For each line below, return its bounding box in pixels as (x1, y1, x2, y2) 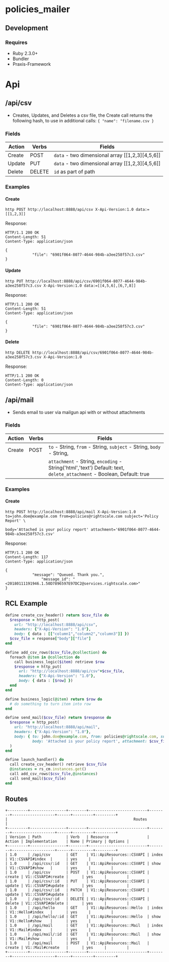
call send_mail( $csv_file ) (10, 776, 66, 781)
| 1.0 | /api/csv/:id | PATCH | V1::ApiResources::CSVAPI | (5, 888, 150, 893)
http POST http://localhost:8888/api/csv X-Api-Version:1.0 (5, 207, 134, 212)
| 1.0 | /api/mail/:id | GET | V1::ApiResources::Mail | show (5, 932, 161, 937)
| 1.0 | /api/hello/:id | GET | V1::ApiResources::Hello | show (5, 914, 161, 920)
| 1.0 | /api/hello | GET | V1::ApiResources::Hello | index (5, 905, 163, 910)
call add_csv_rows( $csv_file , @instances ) (10, 771, 98, 776)
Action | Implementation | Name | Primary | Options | (5, 839, 129, 844)
